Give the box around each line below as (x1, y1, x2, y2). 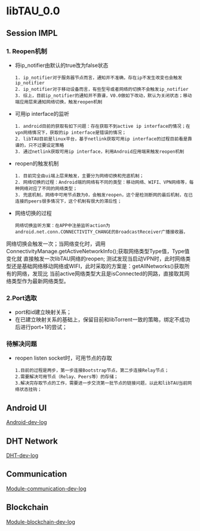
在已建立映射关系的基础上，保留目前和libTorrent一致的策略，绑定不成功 (14, 316, 190, 323)
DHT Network (6, 436, 58, 446)
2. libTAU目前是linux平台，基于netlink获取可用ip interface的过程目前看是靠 (14, 136, 192, 142)
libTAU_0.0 (6, 4, 60, 18)
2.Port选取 (6, 294, 37, 302)
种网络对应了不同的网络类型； (14, 185, 78, 192)
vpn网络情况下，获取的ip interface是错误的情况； (14, 130, 127, 136)
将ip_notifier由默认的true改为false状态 (14, 62, 109, 69)
